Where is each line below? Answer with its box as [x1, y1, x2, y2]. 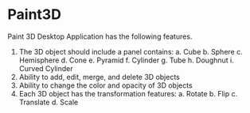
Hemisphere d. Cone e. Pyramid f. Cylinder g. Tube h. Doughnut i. [18, 55, 234, 65]
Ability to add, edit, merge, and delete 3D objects [18, 72, 180, 81]
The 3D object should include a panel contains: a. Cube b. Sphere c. [18, 47, 244, 56]
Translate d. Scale [18, 97, 79, 107]
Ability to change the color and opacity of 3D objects [18, 81, 193, 90]
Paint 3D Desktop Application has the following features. [7, 32, 193, 41]
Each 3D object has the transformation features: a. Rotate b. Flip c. [18, 89, 238, 98]
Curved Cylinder [18, 63, 73, 73]
